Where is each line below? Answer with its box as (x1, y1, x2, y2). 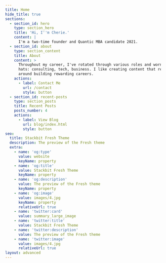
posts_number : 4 (14, 108, 48, 113)
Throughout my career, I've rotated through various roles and (18, 62, 152, 67)
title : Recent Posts (14, 104, 56, 109)
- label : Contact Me (18, 80, 61, 85)
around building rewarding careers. (18, 72, 94, 76)
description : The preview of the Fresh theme (9, 140, 105, 146)
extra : (9, 145, 23, 150)
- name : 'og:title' (14, 163, 54, 168)
